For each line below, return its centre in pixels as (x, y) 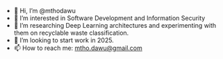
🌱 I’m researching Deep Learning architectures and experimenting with (115, 25)
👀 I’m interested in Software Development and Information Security (109, 18)
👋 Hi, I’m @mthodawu (45, 11)
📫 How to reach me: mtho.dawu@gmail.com (78, 48)
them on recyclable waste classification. (71, 33)
